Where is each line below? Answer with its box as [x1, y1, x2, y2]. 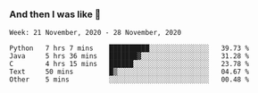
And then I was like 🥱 [9, 8, 101, 21]
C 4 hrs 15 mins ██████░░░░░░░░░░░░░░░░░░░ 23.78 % [9, 60, 250, 69]
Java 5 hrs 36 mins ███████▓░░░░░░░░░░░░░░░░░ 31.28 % [9, 52, 250, 61]
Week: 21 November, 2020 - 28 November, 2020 [9, 29, 181, 38]
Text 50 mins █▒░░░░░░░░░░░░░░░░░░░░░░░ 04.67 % [9, 67, 250, 77]
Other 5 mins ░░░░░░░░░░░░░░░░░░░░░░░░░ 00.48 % [9, 75, 250, 84]
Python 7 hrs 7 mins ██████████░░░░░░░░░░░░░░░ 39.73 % [9, 44, 250, 53]
